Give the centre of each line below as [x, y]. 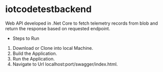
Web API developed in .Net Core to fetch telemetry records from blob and [82, 23]
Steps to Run [26, 38]
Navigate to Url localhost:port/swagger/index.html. [65, 64]
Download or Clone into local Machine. [53, 48]
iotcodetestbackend [48, 9]
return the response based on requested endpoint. [58, 28]
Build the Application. [35, 53]
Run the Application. [34, 58]
